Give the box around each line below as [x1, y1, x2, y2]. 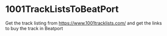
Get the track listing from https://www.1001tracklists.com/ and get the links [5, 20, 162, 26]
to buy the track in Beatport [5, 25, 63, 31]
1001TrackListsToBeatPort [5, 3, 119, 15]
